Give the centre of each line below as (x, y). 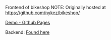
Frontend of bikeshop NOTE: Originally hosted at (55, 7)
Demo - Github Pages (28, 23)
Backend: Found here (27, 32)
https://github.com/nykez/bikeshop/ (43, 13)
